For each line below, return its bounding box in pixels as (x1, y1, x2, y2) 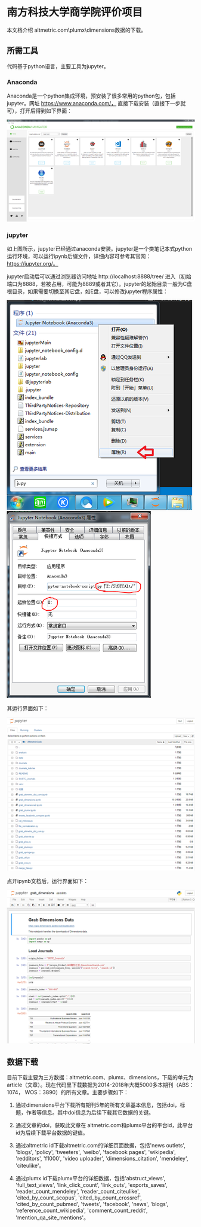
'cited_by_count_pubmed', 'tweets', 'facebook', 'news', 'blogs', (15, 1201, 169, 1208)
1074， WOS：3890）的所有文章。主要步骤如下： (7, 1089, 129, 1096)
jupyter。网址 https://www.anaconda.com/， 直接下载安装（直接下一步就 (7, 100, 186, 107)
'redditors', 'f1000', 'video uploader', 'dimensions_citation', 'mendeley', (15, 1155, 188, 1162)
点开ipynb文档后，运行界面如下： (7, 877, 89, 884)
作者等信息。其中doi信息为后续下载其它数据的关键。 (26, 1109, 154, 1116)
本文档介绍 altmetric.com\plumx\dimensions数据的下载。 (7, 26, 147, 34)
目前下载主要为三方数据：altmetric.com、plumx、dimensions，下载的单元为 (7, 1074, 194, 1081)
